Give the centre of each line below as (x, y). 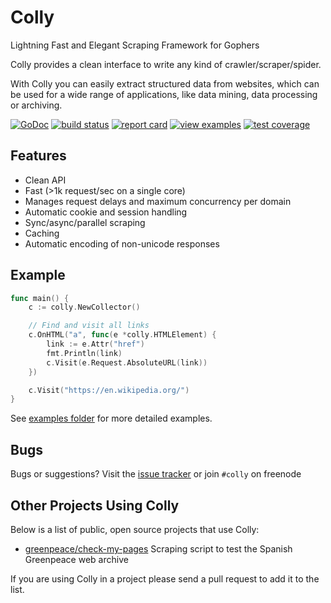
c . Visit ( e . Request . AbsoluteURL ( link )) (127, 362)
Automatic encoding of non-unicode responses (122, 243)
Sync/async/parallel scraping (85, 222)
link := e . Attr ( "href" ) (95, 344)
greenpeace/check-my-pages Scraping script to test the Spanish (158, 548)
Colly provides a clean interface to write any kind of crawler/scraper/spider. (166, 64)
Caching (42, 233)
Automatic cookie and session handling (106, 212)
